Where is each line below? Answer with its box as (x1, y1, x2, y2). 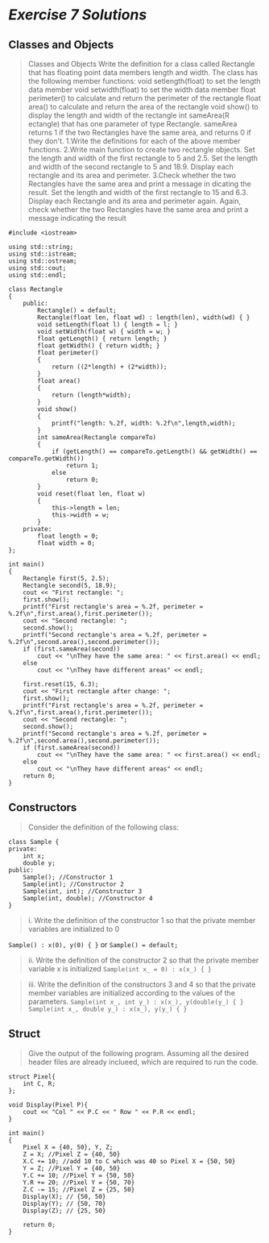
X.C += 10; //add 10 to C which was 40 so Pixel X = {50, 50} (23, 1157, 236, 1166)
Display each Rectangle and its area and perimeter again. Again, (27, 196, 242, 206)
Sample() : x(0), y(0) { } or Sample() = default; (8, 939, 179, 949)
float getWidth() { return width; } (37, 342, 160, 350)
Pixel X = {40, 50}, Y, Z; (23, 1143, 114, 1151)
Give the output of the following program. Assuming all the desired (27, 1048, 250, 1058)
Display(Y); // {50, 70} (23, 1199, 106, 1208)
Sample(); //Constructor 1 (23, 873, 114, 881)
